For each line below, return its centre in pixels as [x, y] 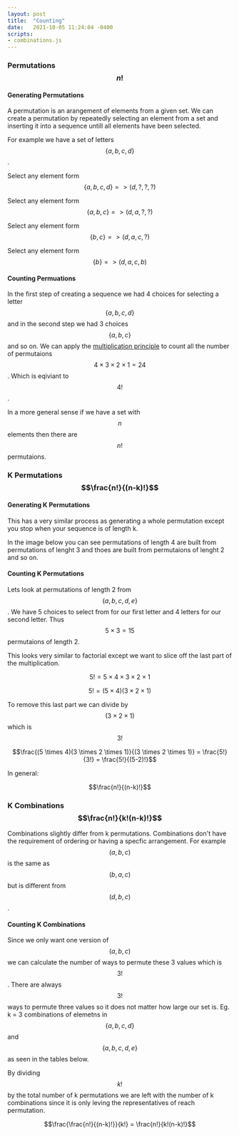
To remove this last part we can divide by [68, 704]
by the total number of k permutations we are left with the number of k [111, 1095]
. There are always [35, 984]
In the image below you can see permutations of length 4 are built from [112, 542]
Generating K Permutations [49, 504]
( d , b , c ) [120, 897]
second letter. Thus [36, 619]
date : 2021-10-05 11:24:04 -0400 [60, 27]
